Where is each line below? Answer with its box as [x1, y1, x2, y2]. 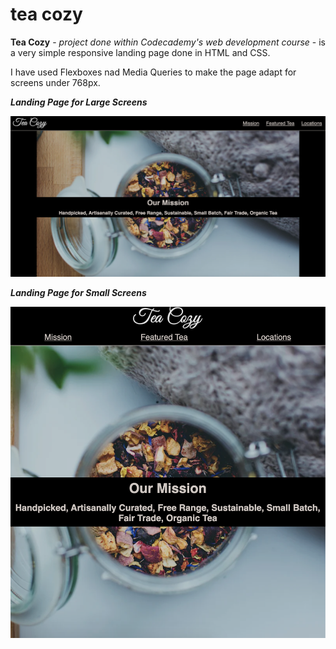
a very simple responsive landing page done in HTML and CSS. [10, 46, 271, 58]
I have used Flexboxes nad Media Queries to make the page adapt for [10, 66, 297, 78]
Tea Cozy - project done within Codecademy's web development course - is [10, 36, 326, 48]
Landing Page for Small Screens [10, 287, 147, 299]
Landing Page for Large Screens [10, 96, 148, 108]
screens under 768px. [10, 76, 101, 88]
